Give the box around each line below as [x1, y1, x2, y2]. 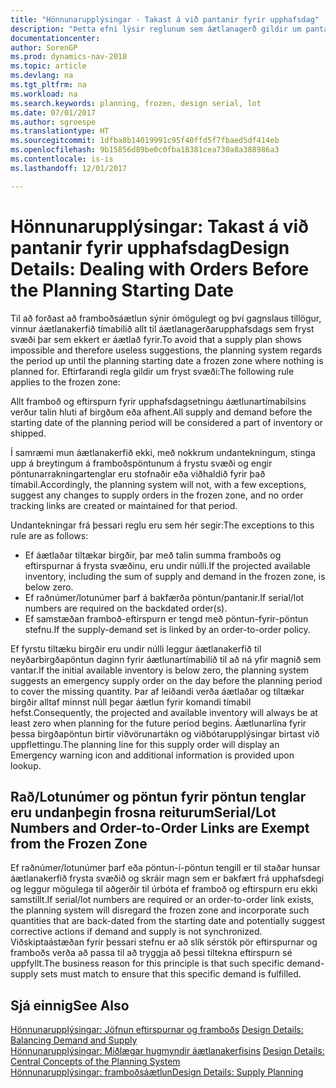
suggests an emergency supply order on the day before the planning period [10, 674, 323, 686]
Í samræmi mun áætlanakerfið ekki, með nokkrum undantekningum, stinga [10, 446, 316, 458]
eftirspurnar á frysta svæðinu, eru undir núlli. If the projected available [24, 559, 311, 571]
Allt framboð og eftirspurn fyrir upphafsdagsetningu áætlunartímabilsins [10, 395, 307, 407]
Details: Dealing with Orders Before [10, 257, 310, 280]
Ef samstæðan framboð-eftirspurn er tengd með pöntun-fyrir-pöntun [24, 612, 309, 625]
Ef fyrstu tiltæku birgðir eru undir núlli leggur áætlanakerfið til [10, 642, 262, 655]
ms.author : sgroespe [10, 117, 97, 127]
